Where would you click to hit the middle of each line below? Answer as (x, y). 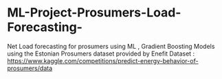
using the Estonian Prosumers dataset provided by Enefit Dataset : (101, 54)
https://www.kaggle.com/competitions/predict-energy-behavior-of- (103, 60)
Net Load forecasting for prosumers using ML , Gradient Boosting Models (111, 46)
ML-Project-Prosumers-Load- (94, 13)
